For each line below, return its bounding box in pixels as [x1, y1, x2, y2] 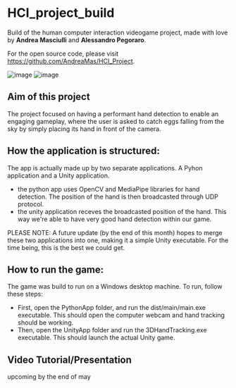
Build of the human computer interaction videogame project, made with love [7, 28, 228, 37]
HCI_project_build [7, 5, 115, 21]
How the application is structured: [7, 145, 160, 157]
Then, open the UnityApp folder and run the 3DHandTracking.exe [17, 326, 207, 334]
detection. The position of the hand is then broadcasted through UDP [17, 192, 218, 201]
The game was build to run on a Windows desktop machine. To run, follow [7, 282, 223, 291]
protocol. [17, 199, 44, 208]
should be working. [17, 318, 74, 327]
